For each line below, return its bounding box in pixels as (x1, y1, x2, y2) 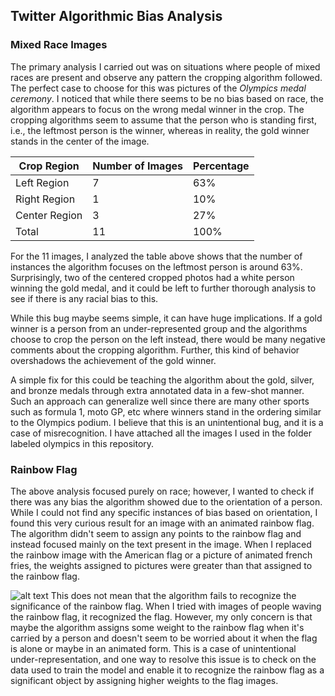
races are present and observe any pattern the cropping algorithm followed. (10, 71, 323, 83)
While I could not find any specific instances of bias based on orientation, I (10, 506, 318, 518)
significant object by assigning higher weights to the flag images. (10, 674, 279, 686)
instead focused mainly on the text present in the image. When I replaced (10, 538, 312, 550)
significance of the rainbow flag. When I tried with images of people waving (10, 600, 322, 612)
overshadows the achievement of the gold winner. (10, 354, 217, 366)
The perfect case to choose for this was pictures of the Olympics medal (10, 82, 307, 94)
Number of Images (92, 159, 183, 173)
